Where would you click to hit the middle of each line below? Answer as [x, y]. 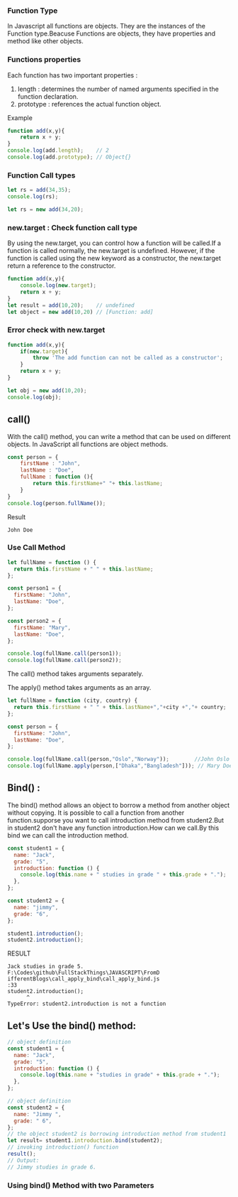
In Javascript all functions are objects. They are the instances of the [106, 26]
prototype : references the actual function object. [89, 104]
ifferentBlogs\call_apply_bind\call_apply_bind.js [84, 979]
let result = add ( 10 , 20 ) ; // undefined [71, 305]
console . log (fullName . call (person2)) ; [64, 660]
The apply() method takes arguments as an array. [79, 688]
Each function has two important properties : [73, 75]
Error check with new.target [56, 330]
